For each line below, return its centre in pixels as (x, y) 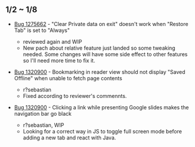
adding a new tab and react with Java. (69, 138)
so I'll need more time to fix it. (59, 60)
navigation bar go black (43, 113)
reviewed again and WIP (52, 41)
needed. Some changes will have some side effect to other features (105, 54)
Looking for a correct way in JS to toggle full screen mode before (103, 131)
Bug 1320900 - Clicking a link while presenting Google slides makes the (102, 107)
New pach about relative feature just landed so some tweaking (99, 48)
